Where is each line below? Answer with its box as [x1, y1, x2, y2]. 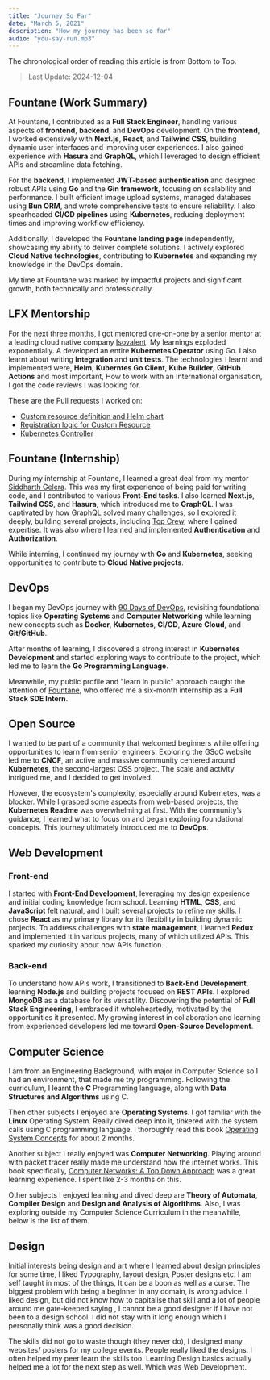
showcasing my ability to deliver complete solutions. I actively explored [8, 243, 244, 253]
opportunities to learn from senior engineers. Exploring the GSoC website [8, 747, 252, 757]
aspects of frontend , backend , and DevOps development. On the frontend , [8, 126, 260, 136]
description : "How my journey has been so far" [8, 27, 172, 35]
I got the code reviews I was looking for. [8, 380, 141, 390]
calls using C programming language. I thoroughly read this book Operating [8, 1125, 259, 1135]
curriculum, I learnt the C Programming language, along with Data [8, 1083, 227, 1094]
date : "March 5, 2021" [8, 19, 85, 27]
